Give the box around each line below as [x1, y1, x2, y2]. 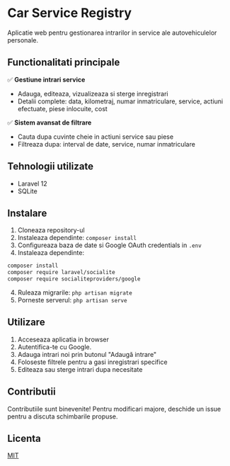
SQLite [17, 186, 38, 195]
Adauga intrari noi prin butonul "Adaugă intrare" [17, 350, 157, 358]
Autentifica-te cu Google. [17, 342, 92, 351]
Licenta [7, 433, 41, 445]
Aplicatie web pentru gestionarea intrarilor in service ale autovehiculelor [7, 28, 217, 37]
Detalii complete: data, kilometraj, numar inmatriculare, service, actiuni [17, 97, 224, 106]
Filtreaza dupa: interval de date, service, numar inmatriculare [17, 140, 196, 148]
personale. [7, 35, 39, 44]
